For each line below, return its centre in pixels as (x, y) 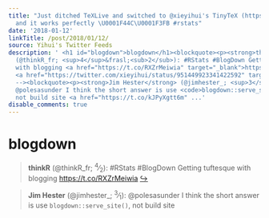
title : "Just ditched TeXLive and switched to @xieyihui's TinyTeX (123, 16)
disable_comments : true (48, 105)
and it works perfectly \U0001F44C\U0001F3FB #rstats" (109, 23)
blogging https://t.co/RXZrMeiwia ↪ (88, 178)
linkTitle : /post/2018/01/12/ (59, 38)
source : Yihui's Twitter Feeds (60, 46)
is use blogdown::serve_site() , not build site (101, 205)
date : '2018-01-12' (41, 30)
